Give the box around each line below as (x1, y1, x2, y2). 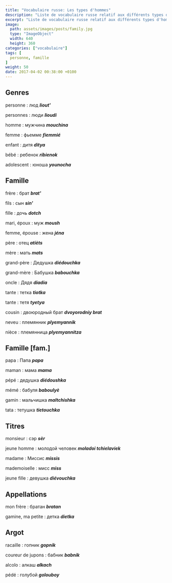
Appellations (5, 490, 47, 498)
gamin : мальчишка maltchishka (5, 397, 76, 403)
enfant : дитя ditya (5, 141, 46, 148)
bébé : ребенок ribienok (5, 152, 58, 158)
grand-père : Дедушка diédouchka (5, 259, 81, 265)
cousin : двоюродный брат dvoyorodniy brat (5, 309, 102, 315)
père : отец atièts (5, 239, 42, 246)
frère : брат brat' (5, 190, 41, 196)
